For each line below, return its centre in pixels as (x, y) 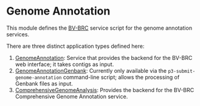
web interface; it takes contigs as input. (64, 64)
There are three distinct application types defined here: (75, 46)
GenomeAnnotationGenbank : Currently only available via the (91, 70)
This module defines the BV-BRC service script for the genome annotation (99, 28)
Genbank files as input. (44, 84)
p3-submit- (182, 71)
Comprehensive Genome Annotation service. (71, 96)
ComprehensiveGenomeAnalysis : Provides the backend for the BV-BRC (105, 90)
